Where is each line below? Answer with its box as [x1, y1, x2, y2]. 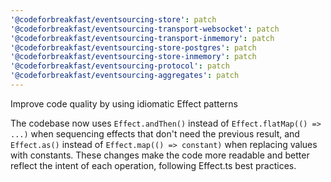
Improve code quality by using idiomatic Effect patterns [10, 97, 238, 110]
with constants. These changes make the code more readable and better [10, 149, 310, 161]
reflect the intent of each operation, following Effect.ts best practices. [10, 159, 297, 171]
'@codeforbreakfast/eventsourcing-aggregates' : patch [10, 71, 240, 81]
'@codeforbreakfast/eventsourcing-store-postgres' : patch [10, 42, 257, 53]
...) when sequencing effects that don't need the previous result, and [10, 127, 300, 140]
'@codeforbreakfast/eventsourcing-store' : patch [10, 14, 217, 25]
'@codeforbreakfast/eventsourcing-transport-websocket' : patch [10, 24, 280, 34]
